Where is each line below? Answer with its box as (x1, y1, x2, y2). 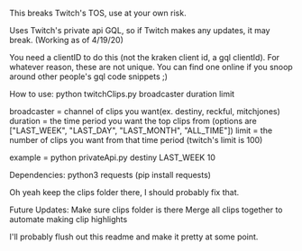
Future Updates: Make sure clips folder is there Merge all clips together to (9, 204, 283, 215)
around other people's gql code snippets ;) (9, 71, 169, 82)
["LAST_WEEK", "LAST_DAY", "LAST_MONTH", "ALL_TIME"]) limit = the (9, 125, 273, 136)
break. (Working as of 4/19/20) (9, 35, 124, 45)
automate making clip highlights (9, 214, 128, 224)
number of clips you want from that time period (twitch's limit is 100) (9, 135, 263, 145)
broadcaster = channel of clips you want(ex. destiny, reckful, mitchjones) (9, 106, 281, 116)
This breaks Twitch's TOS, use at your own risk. (9, 8, 187, 18)
